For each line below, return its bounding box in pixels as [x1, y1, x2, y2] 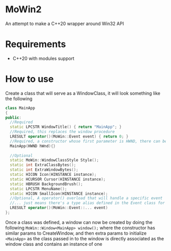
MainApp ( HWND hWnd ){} [10, 143, 56, 149]
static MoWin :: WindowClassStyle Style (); [10, 157, 99, 163]
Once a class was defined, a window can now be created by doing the [5, 219, 153, 225]
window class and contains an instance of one [5, 241, 103, 247]
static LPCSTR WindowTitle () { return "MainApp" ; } [10, 124, 122, 130]
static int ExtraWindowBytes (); [10, 167, 79, 172]
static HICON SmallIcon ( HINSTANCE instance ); [10, 191, 108, 196]
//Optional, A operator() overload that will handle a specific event [10, 196, 163, 201]
